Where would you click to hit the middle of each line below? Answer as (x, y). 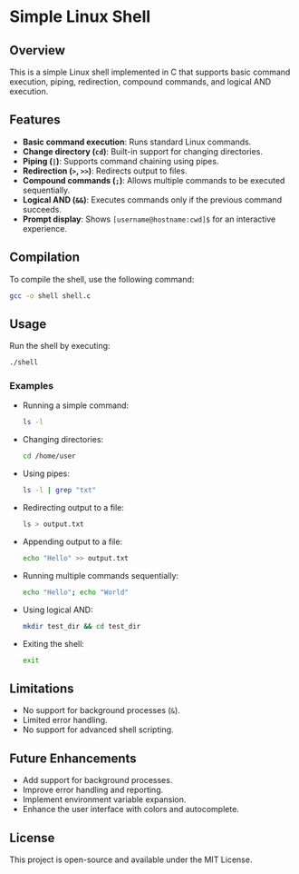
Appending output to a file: (72, 541)
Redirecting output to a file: (73, 508)
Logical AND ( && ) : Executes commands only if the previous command (152, 199)
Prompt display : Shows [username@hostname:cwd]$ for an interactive (149, 219)
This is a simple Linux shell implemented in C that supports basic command (150, 72)
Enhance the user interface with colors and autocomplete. (131, 809)
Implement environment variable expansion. (104, 800)
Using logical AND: (58, 610)
